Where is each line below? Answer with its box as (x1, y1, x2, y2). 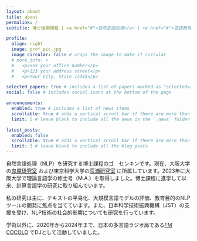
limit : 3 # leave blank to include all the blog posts (11, 143, 148, 149)
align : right (11, 41, 43, 47)
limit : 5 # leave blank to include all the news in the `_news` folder (11, 116, 191, 122)
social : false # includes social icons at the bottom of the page (6, 89, 172, 95)
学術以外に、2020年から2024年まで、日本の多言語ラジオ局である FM (6, 222, 172, 228)
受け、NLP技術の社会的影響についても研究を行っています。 (16, 209, 159, 216)
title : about (6, 14, 38, 20)
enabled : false (11, 132, 49, 138)
